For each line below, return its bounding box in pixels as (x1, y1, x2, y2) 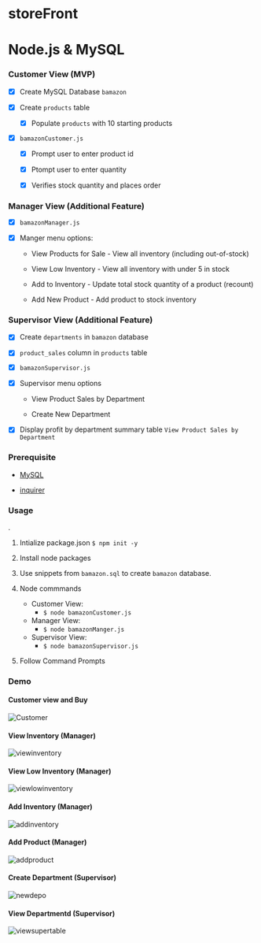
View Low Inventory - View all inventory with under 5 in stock (31, 265, 230, 273)
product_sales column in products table (19, 348, 148, 358)
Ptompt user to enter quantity (31, 165, 127, 174)
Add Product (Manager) (8, 837, 87, 847)
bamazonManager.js (19, 218, 80, 227)
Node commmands (19, 584, 82, 593)
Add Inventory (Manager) (8, 802, 93, 811)
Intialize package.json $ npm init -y (19, 537, 138, 548)
